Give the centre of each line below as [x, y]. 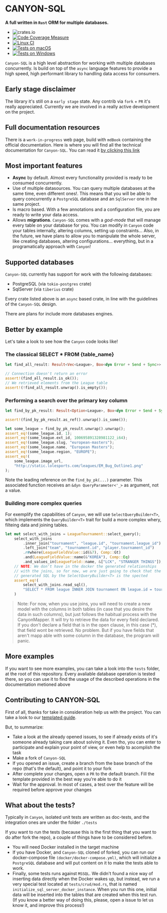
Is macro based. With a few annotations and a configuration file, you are [86, 209]
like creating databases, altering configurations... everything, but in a [83, 241]
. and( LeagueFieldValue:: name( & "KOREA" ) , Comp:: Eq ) [77, 557]
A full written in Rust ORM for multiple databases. [57, 22]
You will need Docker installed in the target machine [66, 847]
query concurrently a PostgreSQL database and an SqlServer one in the [85, 199]
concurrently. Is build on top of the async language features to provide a [79, 68]
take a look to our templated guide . [41, 717]
